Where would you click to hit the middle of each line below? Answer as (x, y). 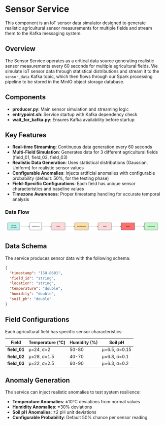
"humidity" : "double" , (33, 294)
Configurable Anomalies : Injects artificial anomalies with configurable (83, 173)
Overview (20, 49)
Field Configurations (37, 320)
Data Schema (26, 246)
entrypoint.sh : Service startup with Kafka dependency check (75, 114)
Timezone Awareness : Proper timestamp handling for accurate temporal (86, 194)
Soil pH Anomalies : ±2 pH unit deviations (54, 412)
